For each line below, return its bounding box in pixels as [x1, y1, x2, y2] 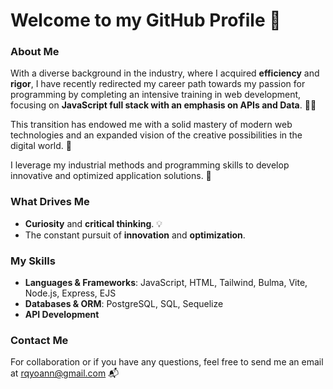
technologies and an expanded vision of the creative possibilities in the [10, 129, 303, 141]
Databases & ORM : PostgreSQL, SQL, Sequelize [24, 298, 224, 310]
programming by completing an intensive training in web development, [10, 89, 302, 101]
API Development [24, 309, 100, 321]
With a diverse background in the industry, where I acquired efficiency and [10, 67, 320, 79]
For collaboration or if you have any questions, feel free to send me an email [10, 356, 324, 368]
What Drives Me [10, 195, 90, 209]
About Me [10, 45, 60, 59]
